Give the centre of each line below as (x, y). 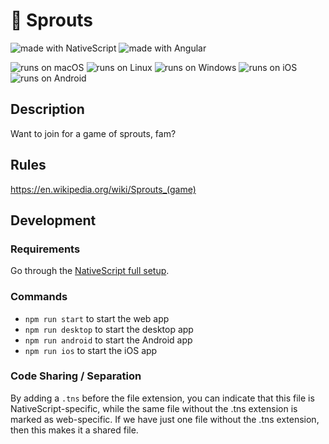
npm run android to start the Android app (108, 340)
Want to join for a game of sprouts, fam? (93, 133)
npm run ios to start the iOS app (91, 350)
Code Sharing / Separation (76, 376)
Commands (39, 297)
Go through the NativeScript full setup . (90, 271)
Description (47, 109)
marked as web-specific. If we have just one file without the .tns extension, (165, 419)
